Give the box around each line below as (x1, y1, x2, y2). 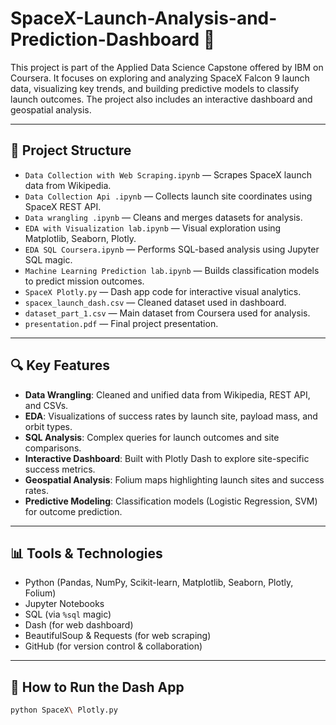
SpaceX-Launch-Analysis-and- (10, 7, 278, 30)
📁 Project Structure (10, 142, 132, 159)
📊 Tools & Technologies (10, 545, 163, 562)
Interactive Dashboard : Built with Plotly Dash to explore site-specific (24, 452, 310, 464)
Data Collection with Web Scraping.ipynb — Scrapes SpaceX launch (24, 168, 312, 181)
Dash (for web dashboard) (24, 619, 134, 631)
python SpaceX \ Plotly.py (10, 705, 118, 716)
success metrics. (24, 463, 96, 475)
